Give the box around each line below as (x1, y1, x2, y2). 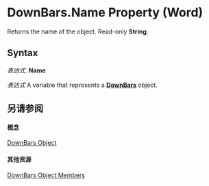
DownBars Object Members (7, 171, 86, 179)
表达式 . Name (7, 66, 46, 75)
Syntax (7, 47, 38, 59)
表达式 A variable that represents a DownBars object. (7, 81, 158, 89)
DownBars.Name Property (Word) (7, 5, 204, 21)
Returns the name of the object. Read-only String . (7, 27, 149, 36)
